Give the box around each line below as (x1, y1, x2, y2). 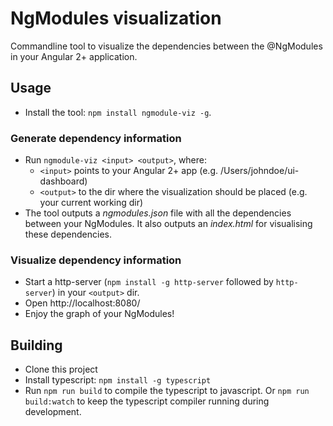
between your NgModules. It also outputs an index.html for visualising (24, 218, 313, 230)
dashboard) (39, 175, 88, 187)
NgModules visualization (10, 7, 222, 30)
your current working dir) (39, 197, 144, 209)
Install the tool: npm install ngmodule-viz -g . (24, 106, 212, 118)
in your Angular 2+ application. (10, 50, 138, 62)
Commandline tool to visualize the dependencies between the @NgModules (10, 40, 323, 52)
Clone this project (24, 363, 98, 376)
